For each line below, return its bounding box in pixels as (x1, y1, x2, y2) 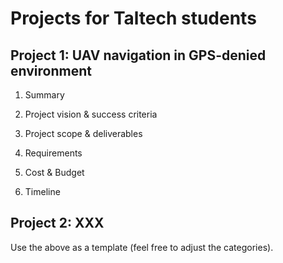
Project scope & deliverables (24, 128, 143, 139)
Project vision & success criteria (24, 108, 158, 120)
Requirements (24, 147, 83, 159)
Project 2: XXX (10, 215, 105, 232)
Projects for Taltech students (10, 7, 257, 30)
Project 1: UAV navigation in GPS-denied (10, 47, 267, 64)
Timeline (24, 186, 61, 197)
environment (10, 62, 92, 79)
